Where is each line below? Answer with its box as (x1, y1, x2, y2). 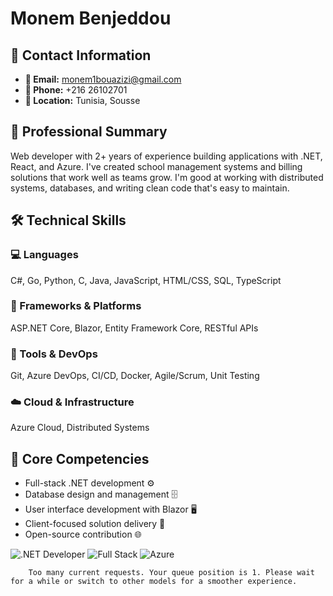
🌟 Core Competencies (10, 450, 150, 467)
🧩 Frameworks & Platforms (10, 299, 142, 313)
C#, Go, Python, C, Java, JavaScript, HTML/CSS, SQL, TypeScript (10, 274, 282, 286)
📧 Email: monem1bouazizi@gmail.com (24, 73, 182, 85)
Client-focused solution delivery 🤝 (24, 518, 166, 530)
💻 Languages (10, 248, 79, 262)
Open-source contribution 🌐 (24, 528, 142, 541)
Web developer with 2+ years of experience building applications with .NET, (10, 150, 323, 162)
